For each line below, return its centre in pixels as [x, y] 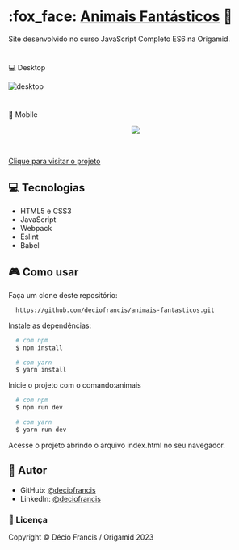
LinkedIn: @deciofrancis [60, 498]
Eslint [29, 237]
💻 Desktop [27, 68]
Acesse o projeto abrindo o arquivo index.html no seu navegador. [117, 445]
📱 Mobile [23, 115]
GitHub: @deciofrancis [58, 490]
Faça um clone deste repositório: [63, 295]
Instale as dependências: [50, 325]
